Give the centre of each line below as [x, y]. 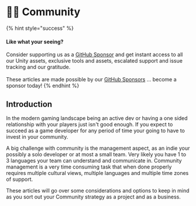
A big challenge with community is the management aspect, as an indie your [98, 148]
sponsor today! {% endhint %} [43, 86]
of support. [20, 179]
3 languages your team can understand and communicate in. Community [94, 160]
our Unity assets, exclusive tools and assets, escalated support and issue [94, 61]
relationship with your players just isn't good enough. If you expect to [90, 124]
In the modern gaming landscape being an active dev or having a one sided [97, 118]
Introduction [29, 104]
